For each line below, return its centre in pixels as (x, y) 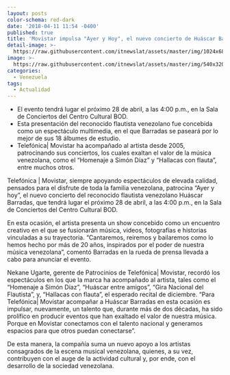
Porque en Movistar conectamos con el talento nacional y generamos (105, 324)
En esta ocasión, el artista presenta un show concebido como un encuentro (114, 223)
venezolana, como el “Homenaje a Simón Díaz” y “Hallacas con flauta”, (117, 160)
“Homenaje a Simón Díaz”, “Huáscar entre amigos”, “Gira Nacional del (105, 287)
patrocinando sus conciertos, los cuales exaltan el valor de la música (114, 153)
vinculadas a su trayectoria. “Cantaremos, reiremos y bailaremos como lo (110, 237)
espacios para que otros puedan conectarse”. (71, 331)
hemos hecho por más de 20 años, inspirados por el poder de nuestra (106, 245)
